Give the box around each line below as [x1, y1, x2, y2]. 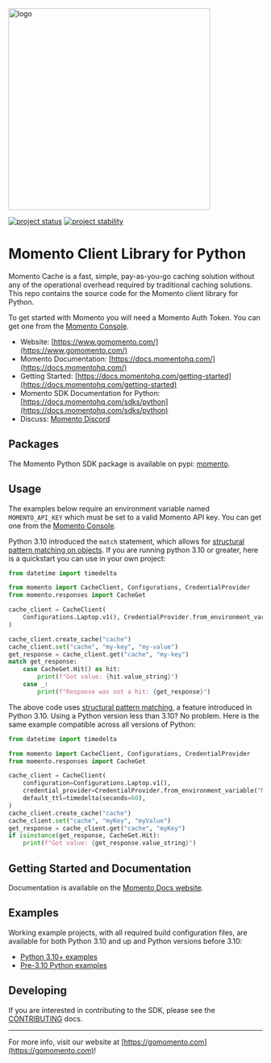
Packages [8, 437, 59, 451]
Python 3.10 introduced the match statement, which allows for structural [8, 536, 244, 546]
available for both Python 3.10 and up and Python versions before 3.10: [8, 936, 243, 946]
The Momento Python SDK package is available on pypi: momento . [8, 459, 231, 469]
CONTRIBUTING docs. [8, 1014, 83, 1023]
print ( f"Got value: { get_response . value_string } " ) [23, 839, 197, 848]
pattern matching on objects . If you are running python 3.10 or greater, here [8, 544, 259, 555]
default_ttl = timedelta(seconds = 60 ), [23, 794, 147, 802]
